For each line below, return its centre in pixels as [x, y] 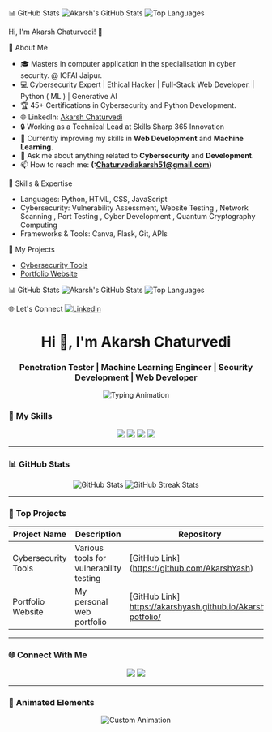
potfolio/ [145, 617]
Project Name [40, 534]
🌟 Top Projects [38, 513]
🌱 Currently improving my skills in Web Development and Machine [132, 138]
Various [89, 548]
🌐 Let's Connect [36, 309]
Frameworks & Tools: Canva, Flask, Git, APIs [93, 234]
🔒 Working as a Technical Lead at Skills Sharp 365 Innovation [122, 127]
